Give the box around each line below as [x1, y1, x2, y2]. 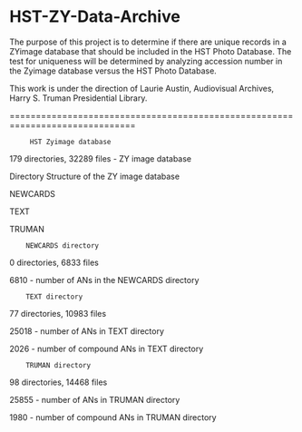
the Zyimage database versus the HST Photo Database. [9, 65, 218, 76]
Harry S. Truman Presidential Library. [9, 93, 148, 103]
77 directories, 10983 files [9, 308, 107, 319]
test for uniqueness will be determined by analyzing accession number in [9, 55, 283, 66]
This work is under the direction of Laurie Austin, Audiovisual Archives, [9, 83, 275, 93]
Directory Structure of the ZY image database [9, 171, 180, 182]
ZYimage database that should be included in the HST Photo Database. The [9, 45, 292, 56]
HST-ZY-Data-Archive [9, 6, 181, 27]
